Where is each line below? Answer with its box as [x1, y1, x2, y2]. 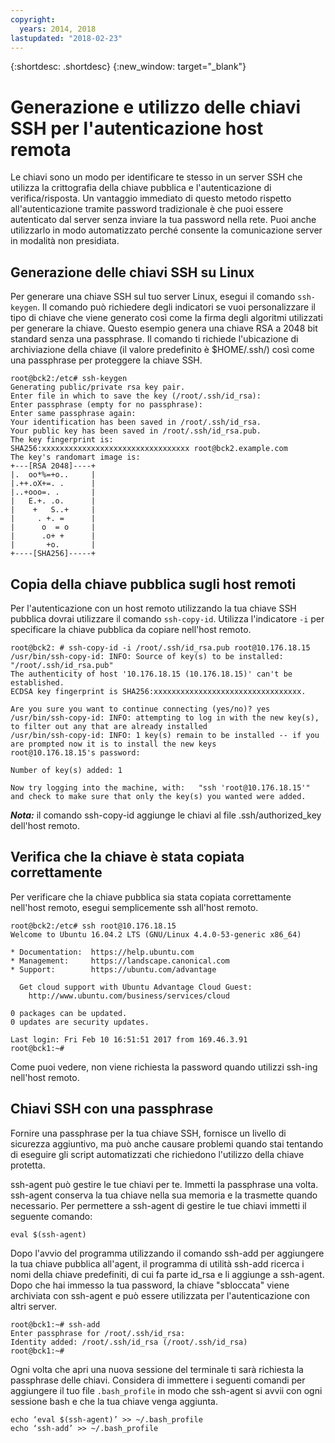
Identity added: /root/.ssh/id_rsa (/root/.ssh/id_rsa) [10, 1337, 248, 1347]
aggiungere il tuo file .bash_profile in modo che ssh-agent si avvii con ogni [10, 1384, 323, 1396]
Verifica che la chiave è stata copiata [10, 849, 245, 866]
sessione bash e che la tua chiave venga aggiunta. [10, 1395, 218, 1407]
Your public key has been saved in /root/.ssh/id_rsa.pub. [10, 426, 262, 436]
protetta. [10, 1159, 46, 1171]
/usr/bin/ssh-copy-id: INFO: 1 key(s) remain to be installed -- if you [10, 730, 320, 740]
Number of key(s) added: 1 [10, 765, 123, 775]
